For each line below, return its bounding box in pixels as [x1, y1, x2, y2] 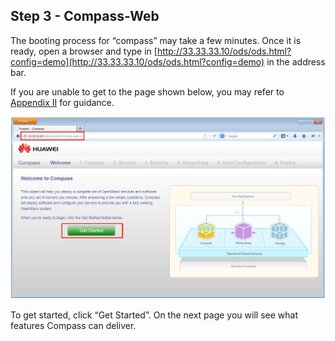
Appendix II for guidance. [10, 96, 115, 108]
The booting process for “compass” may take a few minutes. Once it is [10, 34, 302, 46]
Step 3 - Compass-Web [10, 8, 160, 25]
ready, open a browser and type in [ [10, 45, 158, 57]
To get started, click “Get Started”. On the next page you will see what [10, 309, 298, 321]
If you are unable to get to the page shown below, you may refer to [10, 85, 285, 98]
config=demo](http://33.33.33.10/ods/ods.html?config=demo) [10, 55, 265, 68]
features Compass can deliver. [10, 319, 137, 331]
